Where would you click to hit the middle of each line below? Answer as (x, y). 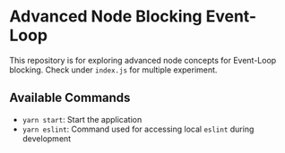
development (47, 138)
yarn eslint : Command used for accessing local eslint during (138, 129)
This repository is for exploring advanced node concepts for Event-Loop (143, 60)
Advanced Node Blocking (106, 17)
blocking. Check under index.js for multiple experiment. (113, 70)
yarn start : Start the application (82, 119)
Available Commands (70, 98)
